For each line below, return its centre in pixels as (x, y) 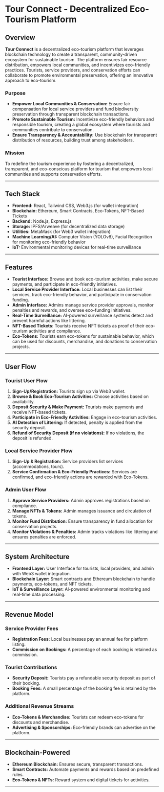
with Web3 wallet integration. (41, 574)
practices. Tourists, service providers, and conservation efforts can (73, 70)
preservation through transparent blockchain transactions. (71, 114)
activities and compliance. (55, 331)
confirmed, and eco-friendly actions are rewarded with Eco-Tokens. (80, 477)
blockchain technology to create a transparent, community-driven (71, 54)
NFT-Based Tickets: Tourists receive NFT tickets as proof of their (78, 326)
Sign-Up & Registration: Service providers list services (68, 462)
